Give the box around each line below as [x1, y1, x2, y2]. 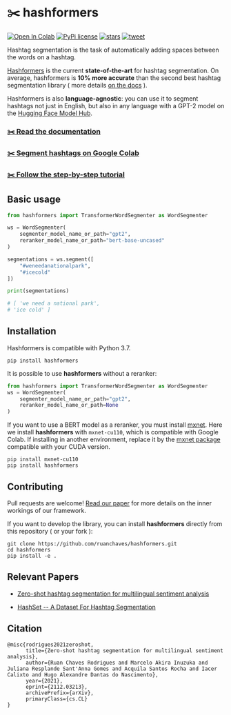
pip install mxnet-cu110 [7, 456, 79, 463]
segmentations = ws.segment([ [7, 256, 94, 263]
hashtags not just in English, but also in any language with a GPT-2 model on [7, 101, 225, 110]
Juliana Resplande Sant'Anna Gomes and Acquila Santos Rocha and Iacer [7, 665, 217, 672]
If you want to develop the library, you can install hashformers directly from [7, 520, 223, 528]
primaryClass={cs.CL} [25, 695, 88, 703]
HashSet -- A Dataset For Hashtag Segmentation [17, 603, 157, 611]
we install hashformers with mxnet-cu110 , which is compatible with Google [7, 428, 219, 436]
